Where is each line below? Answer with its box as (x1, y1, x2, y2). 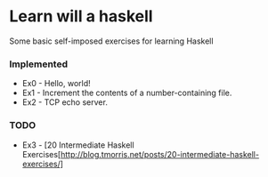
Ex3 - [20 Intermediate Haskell (21, 140, 135, 150)
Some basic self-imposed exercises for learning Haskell (9, 36, 214, 46)
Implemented (9, 58, 69, 70)
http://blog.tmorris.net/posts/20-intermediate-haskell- (61, 149, 260, 159)
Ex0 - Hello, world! (21, 78, 91, 89)
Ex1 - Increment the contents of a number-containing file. (21, 87, 232, 99)
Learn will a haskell (9, 6, 153, 27)
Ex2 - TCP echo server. (21, 97, 109, 108)
